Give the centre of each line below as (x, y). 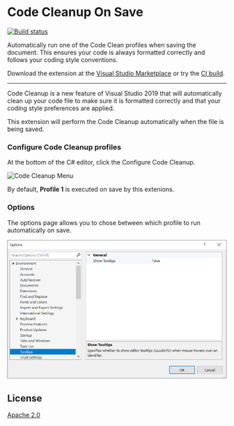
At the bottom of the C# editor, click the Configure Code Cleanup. (101, 162)
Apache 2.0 (24, 415)
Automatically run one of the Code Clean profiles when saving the (102, 45)
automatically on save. (39, 230)
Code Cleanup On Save (76, 12)
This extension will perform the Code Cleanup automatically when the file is (116, 121)
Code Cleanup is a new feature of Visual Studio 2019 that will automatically (115, 93)
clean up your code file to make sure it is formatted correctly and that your (114, 100)
